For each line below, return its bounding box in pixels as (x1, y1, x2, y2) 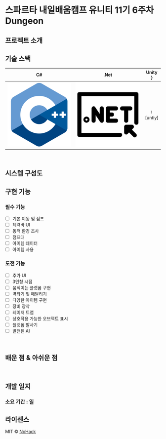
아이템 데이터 (12, 240, 38, 246)
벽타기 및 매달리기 (12, 291, 47, 297)
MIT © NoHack (5, 429, 36, 435)
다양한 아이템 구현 (12, 297, 47, 303)
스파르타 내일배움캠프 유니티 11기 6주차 (5, 4, 154, 16)
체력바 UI (12, 222, 31, 228)
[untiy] (145, 115, 159, 121)
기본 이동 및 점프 (12, 215, 44, 221)
